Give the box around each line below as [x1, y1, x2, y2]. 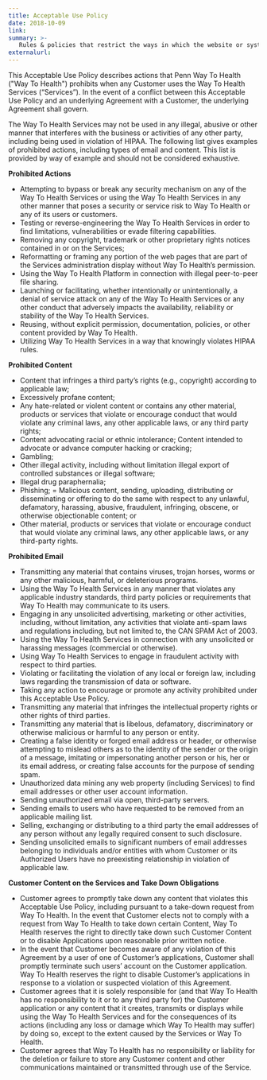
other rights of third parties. [19, 711, 110, 720]
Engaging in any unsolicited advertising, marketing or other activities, [19, 609, 246, 619]
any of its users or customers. [19, 210, 118, 219]
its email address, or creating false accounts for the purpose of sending [19, 761, 255, 771]
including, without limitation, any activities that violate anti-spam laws [19, 618, 248, 627]
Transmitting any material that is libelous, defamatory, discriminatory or [19, 719, 253, 728]
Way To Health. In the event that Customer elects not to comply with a [19, 911, 250, 919]
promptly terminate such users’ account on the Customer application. [19, 962, 248, 970]
